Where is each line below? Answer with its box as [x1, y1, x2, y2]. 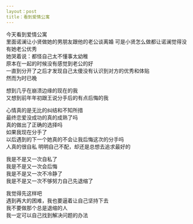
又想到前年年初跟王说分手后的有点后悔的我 [6, 94, 109, 101]
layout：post [6, 8, 37, 15]
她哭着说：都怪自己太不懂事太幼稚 [6, 52, 88, 60]
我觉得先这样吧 [6, 190, 42, 197]
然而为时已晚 [6, 74, 37, 82]
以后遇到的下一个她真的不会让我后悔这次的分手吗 [6, 135, 124, 143]
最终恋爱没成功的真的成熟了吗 [6, 114, 78, 121]
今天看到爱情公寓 [6, 30, 47, 38]
